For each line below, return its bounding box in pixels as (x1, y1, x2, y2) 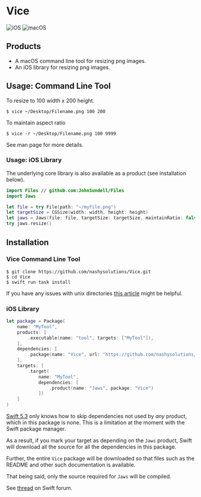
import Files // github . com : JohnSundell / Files (6, 187, 124, 193)
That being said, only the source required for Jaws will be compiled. (6, 473, 172, 480)
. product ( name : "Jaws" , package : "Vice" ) (48, 385, 154, 391)
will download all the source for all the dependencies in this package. (6, 443, 176, 450)
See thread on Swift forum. (6, 484, 73, 492)
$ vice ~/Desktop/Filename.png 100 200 (6, 108, 106, 114)
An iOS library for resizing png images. (14, 63, 111, 71)
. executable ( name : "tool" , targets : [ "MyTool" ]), (28, 335, 154, 341)
